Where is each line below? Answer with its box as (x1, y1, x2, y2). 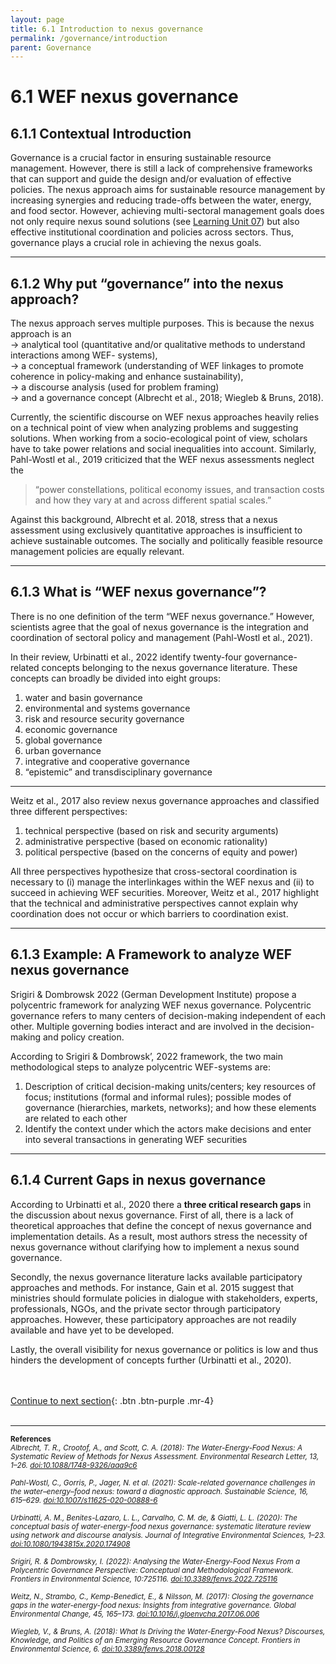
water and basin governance (24, 691, 143, 703)
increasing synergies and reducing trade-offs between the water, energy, (10, 194, 312, 206)
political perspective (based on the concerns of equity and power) (24, 846, 298, 858)
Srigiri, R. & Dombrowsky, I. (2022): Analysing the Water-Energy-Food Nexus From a (10, 1556, 301, 1566)
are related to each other (24, 1112, 128, 1124)
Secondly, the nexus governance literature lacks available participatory (10, 1271, 303, 1283)
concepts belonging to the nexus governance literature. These (41, 661, 298, 673)
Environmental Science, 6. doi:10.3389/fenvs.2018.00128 (10, 1644, 205, 1654)
